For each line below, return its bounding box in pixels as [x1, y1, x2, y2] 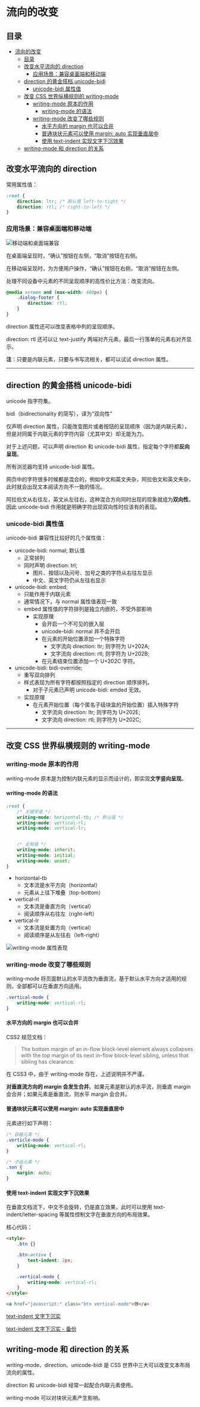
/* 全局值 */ [17, 841, 46, 847]
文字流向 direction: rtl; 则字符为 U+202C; [41, 716, 142, 723]
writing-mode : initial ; [17, 853, 76, 859]
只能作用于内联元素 [23, 591, 71, 598]
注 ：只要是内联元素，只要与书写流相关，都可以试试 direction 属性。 [6, 355, 171, 362]
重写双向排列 [23, 671, 55, 678]
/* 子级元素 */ [6, 1159, 40, 1165]
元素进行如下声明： [6, 1120, 54, 1127]
